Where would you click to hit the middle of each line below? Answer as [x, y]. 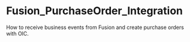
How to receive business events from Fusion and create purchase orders [95, 27]
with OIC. [18, 33]
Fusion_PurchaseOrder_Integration [94, 11]
